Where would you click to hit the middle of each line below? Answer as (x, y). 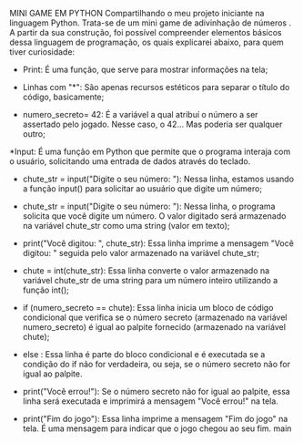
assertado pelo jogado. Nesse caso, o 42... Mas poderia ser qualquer (152, 124)
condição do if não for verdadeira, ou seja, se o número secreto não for (157, 364)
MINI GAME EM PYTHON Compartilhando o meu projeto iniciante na (137, 13)
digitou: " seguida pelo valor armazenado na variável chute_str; (141, 253)
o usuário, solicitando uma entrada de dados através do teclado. (130, 161)
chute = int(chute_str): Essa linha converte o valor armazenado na (146, 271)
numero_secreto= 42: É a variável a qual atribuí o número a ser (140, 114)
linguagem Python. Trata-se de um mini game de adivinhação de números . (151, 23)
